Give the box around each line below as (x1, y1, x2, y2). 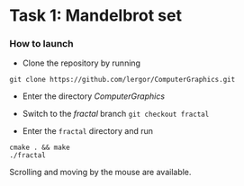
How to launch (9, 38, 74, 50)
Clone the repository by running (22, 58, 141, 68)
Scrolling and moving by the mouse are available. (9, 167, 192, 178)
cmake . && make (9, 143, 70, 153)
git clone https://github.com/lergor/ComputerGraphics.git (9, 75, 236, 84)
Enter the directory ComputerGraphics (22, 91, 165, 102)
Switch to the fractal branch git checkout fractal (22, 109, 210, 120)
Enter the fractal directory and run (22, 126, 154, 137)
